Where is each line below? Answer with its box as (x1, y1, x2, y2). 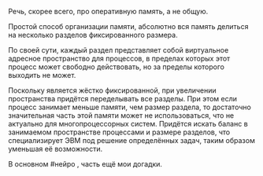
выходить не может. (8, 71, 76, 79)
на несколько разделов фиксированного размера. (8, 31, 179, 39)
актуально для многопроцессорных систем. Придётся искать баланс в (8, 119, 248, 128)
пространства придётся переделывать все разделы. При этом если (8, 94, 238, 103)
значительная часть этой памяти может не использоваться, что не (8, 111, 235, 120)
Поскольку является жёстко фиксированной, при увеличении (8, 86, 217, 95)
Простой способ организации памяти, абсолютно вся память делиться (8, 22, 249, 31)
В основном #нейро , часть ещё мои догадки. (8, 159, 163, 168)
